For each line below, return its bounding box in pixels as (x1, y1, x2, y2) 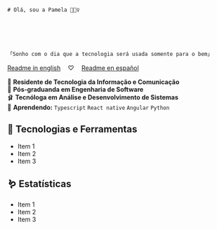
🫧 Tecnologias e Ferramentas (7, 123, 138, 135)
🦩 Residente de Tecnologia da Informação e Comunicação (7, 78, 180, 86)
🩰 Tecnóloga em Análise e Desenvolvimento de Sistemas (7, 93, 179, 102)
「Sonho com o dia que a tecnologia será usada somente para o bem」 (7, 50, 213, 57)
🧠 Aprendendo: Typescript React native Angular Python (7, 103, 170, 111)
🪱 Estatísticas (7, 178, 72, 190)
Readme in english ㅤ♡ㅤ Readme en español (7, 64, 139, 72)
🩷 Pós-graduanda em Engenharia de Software (7, 85, 144, 93)
